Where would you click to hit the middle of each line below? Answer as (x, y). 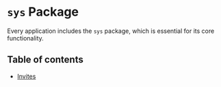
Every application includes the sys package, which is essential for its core (111, 31)
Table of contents (45, 60)
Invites (26, 76)
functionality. (26, 38)
